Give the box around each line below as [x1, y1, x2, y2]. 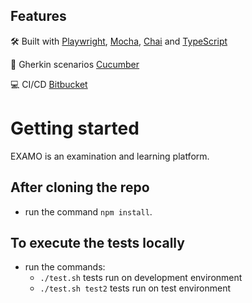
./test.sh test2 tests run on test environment [39, 282, 232, 294]
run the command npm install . [24, 205, 153, 218]
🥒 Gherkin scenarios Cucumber [10, 58, 140, 70]
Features [10, 8, 67, 25]
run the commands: [24, 261, 106, 273]
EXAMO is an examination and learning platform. [10, 150, 210, 162]
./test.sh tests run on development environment [39, 272, 243, 284]
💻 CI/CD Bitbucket [10, 78, 88, 90]
